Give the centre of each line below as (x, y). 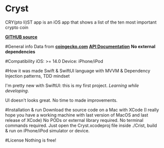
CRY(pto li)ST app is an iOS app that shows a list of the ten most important (81, 22)
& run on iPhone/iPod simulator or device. (47, 130)
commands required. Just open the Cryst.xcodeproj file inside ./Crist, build (81, 125)
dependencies (20, 52)
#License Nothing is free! (31, 140)
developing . (17, 90)
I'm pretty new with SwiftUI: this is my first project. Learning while (72, 85)
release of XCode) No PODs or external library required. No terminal (74, 120)
